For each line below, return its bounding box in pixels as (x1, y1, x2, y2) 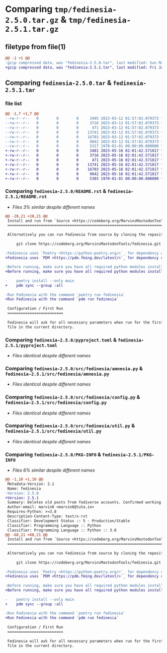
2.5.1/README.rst (5, 194, 47, 200)
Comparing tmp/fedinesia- (5, 3, 117, 15)
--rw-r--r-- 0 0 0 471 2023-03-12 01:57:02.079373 (5, 125, 159, 130)
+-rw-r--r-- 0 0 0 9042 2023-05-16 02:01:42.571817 (5, 171, 159, 176)
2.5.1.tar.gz (5, 25, 59, 34)
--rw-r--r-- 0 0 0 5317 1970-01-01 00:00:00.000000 (5, 144, 159, 149)
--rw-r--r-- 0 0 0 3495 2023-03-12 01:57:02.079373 (5, 116, 159, 121)
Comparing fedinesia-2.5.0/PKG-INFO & (5, 451, 101, 458)
